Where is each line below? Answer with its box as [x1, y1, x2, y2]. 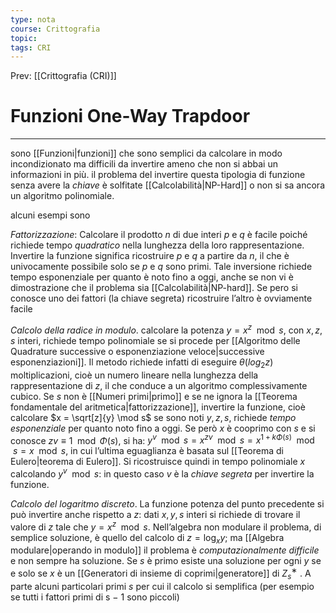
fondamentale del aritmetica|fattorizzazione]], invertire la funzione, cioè [10, 401, 306, 413]
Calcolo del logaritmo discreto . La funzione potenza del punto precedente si [10, 497, 325, 510]
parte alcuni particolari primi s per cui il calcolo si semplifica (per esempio [10, 580, 315, 592]
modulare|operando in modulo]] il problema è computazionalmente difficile [10, 544, 320, 556]
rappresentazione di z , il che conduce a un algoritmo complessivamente [10, 379, 308, 391]
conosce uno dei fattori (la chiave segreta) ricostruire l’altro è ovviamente [10, 292, 313, 305]
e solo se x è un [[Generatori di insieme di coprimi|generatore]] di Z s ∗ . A [10, 566, 312, 581]
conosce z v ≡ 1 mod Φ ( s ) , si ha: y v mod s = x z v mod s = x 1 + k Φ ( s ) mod [10, 432, 315, 446]
